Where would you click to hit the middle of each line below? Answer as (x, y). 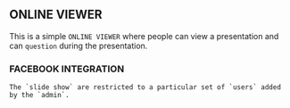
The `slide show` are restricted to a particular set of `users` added (145, 87)
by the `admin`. (39, 96)
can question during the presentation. (79, 46)
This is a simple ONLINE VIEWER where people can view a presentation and (144, 36)
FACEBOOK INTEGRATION (67, 69)
